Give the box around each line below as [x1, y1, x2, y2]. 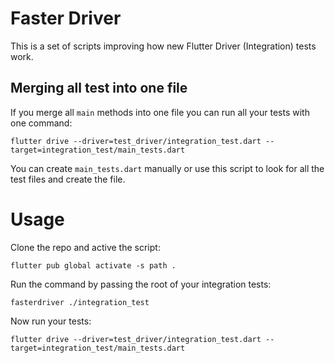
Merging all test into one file [10, 80, 188, 97]
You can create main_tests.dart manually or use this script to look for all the [10, 162, 325, 174]
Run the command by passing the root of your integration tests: [10, 278, 272, 290]
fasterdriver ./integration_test [10, 297, 150, 307]
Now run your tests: [10, 315, 92, 327]
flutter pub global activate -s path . [10, 260, 177, 271]
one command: [10, 117, 73, 129]
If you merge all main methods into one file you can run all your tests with [10, 106, 310, 118]
